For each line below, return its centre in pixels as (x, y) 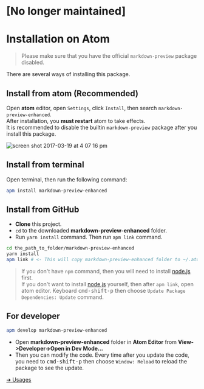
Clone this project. (38, 224)
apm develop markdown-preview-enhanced (57, 330)
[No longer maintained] (66, 11)
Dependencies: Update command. (63, 297)
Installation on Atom (58, 39)
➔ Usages (19, 379)
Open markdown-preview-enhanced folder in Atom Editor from (96, 342)
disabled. (32, 63)
